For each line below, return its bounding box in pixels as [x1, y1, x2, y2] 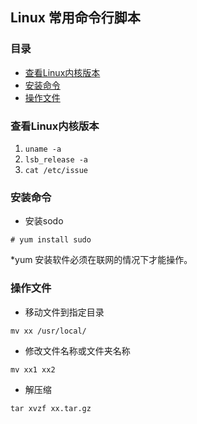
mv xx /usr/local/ [10, 326, 87, 336]
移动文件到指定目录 [24, 306, 105, 318]
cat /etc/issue [24, 165, 89, 175]
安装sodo [24, 215, 64, 227]
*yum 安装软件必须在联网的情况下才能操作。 [10, 254, 193, 266]
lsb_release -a [24, 154, 89, 165]
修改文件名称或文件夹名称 [24, 344, 131, 357]
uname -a [24, 144, 62, 154]
